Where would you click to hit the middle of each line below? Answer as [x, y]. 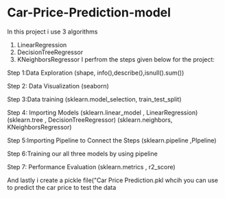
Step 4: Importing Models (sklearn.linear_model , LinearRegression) [103, 112]
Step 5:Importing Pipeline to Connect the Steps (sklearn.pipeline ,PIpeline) [112, 140]
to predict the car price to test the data [62, 187]
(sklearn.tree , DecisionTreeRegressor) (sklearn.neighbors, [90, 120]
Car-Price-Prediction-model [89, 13]
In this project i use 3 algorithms [52, 32]
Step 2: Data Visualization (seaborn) [58, 86]
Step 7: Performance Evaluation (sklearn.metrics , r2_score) [92, 166]
